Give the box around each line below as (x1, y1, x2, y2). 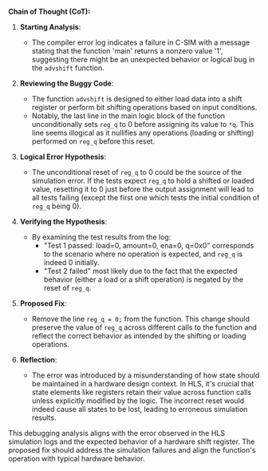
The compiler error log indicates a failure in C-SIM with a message (31, 38, 250, 47)
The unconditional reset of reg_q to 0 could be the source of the (31, 168, 242, 176)
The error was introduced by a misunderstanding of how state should (31, 370, 260, 380)
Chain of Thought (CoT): (8, 7, 91, 16)
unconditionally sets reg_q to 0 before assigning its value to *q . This (31, 120, 254, 129)
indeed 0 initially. (43, 258, 100, 267)
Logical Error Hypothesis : (19, 152, 107, 161)
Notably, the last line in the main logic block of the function (31, 111, 226, 121)
